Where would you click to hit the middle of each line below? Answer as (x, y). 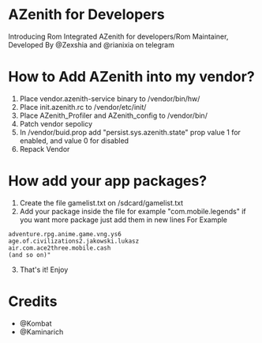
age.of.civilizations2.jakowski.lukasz (74, 241)
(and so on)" (30, 254)
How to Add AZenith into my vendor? (131, 77)
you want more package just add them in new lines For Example (123, 220)
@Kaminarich (41, 332)
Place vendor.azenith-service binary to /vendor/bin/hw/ (110, 98)
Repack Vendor (45, 149)
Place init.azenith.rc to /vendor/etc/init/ (83, 107)
